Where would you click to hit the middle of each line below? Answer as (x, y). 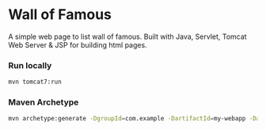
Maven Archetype (44, 102)
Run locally (30, 65)
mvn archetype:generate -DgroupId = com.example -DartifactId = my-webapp (127, 119)
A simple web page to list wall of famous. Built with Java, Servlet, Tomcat (127, 36)
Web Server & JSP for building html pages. (78, 44)
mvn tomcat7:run (35, 82)
